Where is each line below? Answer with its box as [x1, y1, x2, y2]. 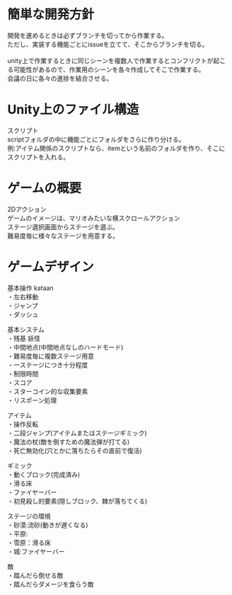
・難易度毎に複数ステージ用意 [7, 352, 94, 360]
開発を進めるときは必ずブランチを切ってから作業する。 [7, 31, 168, 40]
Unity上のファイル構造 [7, 102, 139, 117]
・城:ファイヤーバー [7, 547, 65, 555]
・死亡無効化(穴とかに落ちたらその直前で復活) [7, 446, 143, 455]
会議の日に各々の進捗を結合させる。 [7, 74, 113, 82]
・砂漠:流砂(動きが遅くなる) [7, 521, 88, 529]
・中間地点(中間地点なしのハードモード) [7, 342, 124, 351]
